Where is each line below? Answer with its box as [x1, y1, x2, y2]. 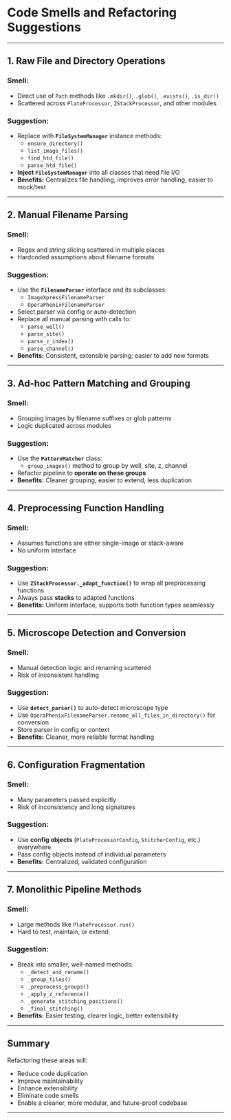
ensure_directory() [27, 140, 84, 147]
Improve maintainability [16, 1077, 84, 1085]
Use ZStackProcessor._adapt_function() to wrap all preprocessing [16, 579, 206, 587]
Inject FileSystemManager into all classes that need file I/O [16, 168, 180, 176]
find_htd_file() [27, 155, 74, 162]
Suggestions [7, 19, 81, 35]
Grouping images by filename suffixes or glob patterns [16, 414, 172, 422]
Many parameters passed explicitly [16, 795, 117, 804]
